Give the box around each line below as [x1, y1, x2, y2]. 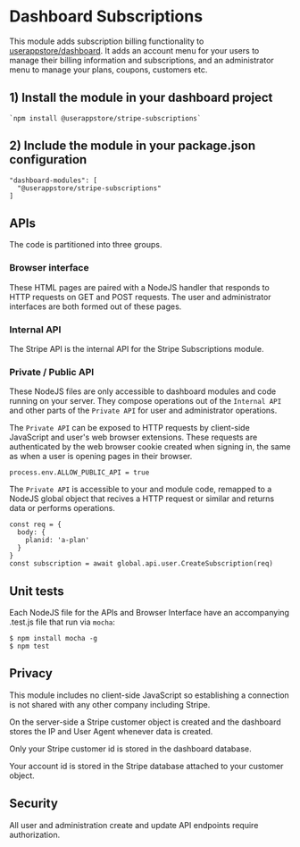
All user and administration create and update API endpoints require [9, 819, 259, 830]
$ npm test [9, 642, 50, 651]
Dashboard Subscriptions [9, 6, 204, 27]
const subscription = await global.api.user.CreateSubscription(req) [9, 559, 274, 568]
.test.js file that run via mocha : [9, 616, 116, 627]
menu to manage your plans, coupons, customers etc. [9, 64, 208, 75]
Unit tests [9, 583, 64, 599]
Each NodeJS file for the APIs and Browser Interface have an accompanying [9, 608, 290, 618]
